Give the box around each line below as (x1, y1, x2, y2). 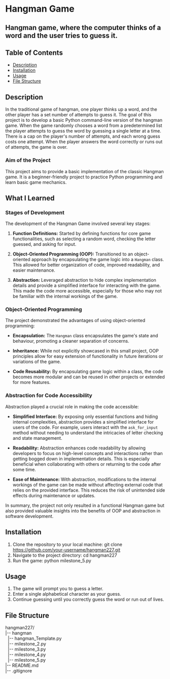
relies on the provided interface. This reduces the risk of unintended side (12, 487, 165, 493)
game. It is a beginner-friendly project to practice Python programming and (5, 174, 162, 180)
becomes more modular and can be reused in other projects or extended (12, 374, 165, 380)
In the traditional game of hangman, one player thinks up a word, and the (5, 106, 157, 112)
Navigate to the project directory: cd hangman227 (12, 552, 118, 558)
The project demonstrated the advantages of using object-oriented (5, 317, 146, 324)
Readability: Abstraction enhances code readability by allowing (12, 445, 146, 451)
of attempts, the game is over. (5, 144, 67, 150)
